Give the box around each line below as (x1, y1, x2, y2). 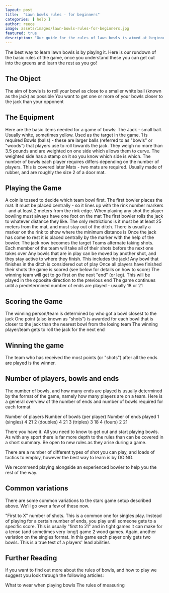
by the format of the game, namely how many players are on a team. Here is (5, 393, 163, 399)
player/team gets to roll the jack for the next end (5, 326, 105, 332)
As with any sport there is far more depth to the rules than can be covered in (5, 434, 163, 440)
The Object (5, 74, 41, 83)
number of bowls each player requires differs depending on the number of (5, 158, 159, 164)
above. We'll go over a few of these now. (5, 502, 90, 509)
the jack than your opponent (5, 99, 64, 105)
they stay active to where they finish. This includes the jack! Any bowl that (5, 256, 159, 262)
